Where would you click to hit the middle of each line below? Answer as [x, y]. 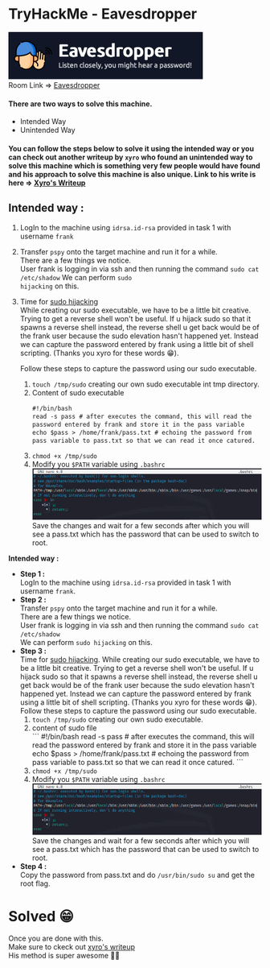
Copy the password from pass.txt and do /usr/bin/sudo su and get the [137, 875]
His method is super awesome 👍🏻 [64, 956]
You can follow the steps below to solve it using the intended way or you [131, 148]
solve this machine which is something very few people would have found [134, 165]
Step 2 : [33, 600]
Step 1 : [33, 574]
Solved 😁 [41, 916]
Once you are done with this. [56, 938]
